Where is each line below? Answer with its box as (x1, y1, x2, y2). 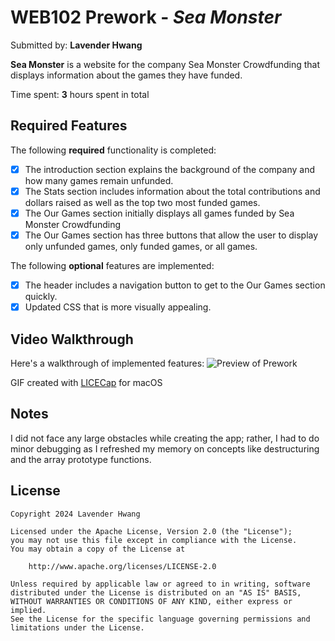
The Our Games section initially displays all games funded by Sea (24, 207, 295, 219)
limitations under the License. (10, 622, 145, 633)
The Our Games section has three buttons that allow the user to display (24, 229, 319, 241)
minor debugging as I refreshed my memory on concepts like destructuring (10, 442, 320, 455)
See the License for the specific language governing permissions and (10, 614, 311, 624)
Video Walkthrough (10, 331, 134, 348)
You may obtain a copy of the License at (10, 544, 186, 554)
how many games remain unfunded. (24, 174, 174, 186)
